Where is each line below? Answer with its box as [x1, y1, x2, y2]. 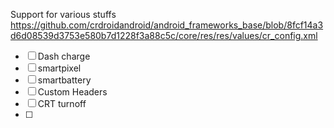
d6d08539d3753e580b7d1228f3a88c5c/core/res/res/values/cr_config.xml [10, 30, 318, 41]
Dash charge [37, 50, 91, 62]
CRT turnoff [37, 98, 87, 109]
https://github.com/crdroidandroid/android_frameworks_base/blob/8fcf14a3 [10, 19, 324, 31]
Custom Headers [37, 86, 108, 98]
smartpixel [37, 62, 82, 74]
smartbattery [37, 74, 92, 86]
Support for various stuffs [10, 9, 117, 20]
